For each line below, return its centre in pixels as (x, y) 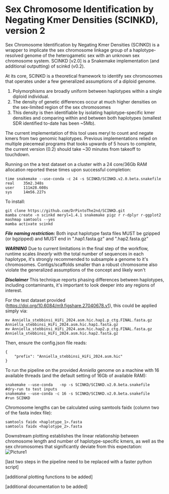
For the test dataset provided (35, 300)
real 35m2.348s (24, 183)
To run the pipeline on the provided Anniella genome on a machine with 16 (82, 370)
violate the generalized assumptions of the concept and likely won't (75, 270)
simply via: (16, 311)
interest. (14, 290)
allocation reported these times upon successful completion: (68, 170)
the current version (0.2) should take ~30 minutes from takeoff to (73, 149)
